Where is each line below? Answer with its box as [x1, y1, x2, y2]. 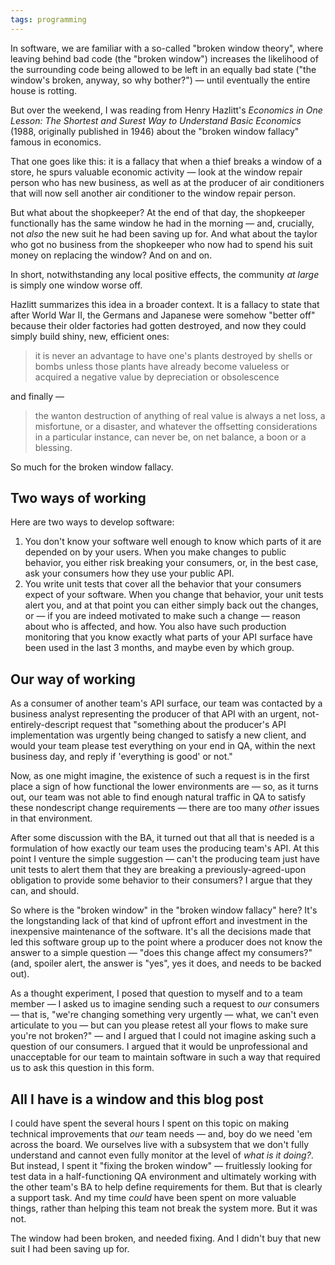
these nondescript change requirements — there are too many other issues [10, 802, 320, 814]
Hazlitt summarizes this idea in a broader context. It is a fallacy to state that [10, 298, 320, 310]
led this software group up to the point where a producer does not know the [10, 936, 323, 948]
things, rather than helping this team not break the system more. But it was [10, 1202, 318, 1215]
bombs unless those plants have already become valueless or [34, 360, 290, 372]
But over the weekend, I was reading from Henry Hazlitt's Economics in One [10, 104, 323, 116]
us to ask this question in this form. [10, 1062, 155, 1074]
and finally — [10, 390, 65, 402]
